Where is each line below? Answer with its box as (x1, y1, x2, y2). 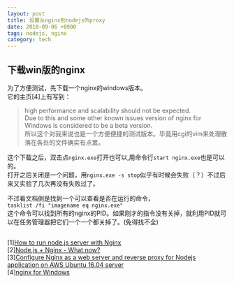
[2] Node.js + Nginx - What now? (7, 246, 101, 254)
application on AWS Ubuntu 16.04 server (7, 261, 124, 269)
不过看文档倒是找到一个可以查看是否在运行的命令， (7, 194, 154, 203)
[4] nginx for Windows (7, 268, 70, 277)
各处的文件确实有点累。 (36, 138, 105, 147)
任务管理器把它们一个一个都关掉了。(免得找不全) (19, 217, 159, 226)
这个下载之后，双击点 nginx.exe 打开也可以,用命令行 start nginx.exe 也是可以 (7, 153, 225, 161)
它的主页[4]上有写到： (7, 92, 71, 101)
